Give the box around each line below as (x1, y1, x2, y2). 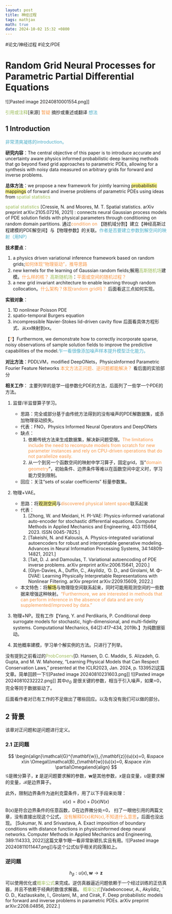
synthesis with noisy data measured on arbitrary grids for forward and (5, 166, 153, 172)
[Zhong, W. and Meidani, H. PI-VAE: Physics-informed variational (28, 512, 165, 518)
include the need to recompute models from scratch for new (28, 442, 155, 448)
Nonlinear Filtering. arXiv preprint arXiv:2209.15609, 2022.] (28, 578, 153, 584)
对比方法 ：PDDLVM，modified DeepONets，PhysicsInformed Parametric (5, 359, 160, 365)
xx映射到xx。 (26, 325, 55, 331)
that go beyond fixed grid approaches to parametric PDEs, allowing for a (5, 160, 158, 167)
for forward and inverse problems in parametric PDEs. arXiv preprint (5, 897, 149, 903)
